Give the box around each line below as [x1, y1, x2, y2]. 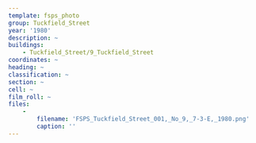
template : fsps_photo [8, 11, 80, 20]
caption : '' [36, 122, 77, 130]
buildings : [8, 41, 44, 49]
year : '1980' [8, 26, 52, 34]
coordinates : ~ [8, 56, 59, 64]
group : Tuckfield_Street [8, 19, 90, 27]
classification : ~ [8, 71, 69, 79]
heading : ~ [8, 64, 44, 71]
